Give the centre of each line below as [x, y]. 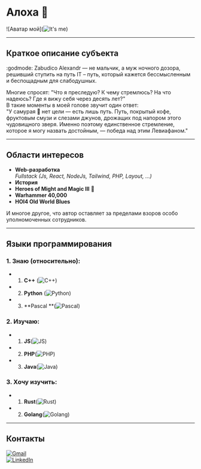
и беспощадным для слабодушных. [51, 80]
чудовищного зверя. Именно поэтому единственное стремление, [91, 124]
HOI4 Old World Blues [42, 201]
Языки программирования [59, 244]
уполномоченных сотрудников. [46, 219]
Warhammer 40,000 [41, 195]
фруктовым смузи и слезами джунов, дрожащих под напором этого [94, 118]
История [26, 182]
